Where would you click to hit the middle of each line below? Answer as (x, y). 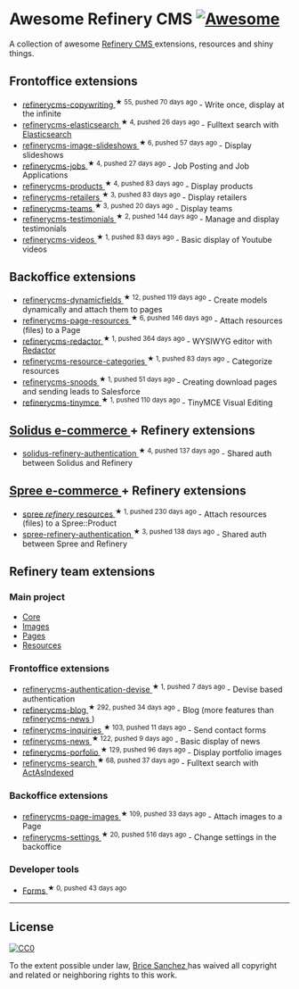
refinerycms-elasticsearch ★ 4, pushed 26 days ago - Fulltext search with (150, 124)
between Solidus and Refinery (77, 462)
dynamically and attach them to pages (92, 310)
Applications (45, 175)
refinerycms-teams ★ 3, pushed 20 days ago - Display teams (127, 207)
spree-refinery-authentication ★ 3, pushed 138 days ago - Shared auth (144, 533)
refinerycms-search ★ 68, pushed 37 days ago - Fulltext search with (140, 762)
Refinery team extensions (82, 572)
